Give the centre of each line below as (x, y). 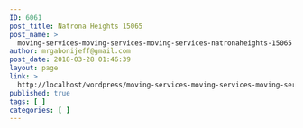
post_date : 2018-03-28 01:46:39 (70, 59)
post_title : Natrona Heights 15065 (76, 26)
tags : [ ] (28, 101)
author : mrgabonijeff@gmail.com (70, 51)
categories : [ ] (40, 110)
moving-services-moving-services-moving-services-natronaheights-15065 (155, 43)
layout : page (34, 69)
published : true (40, 93)
